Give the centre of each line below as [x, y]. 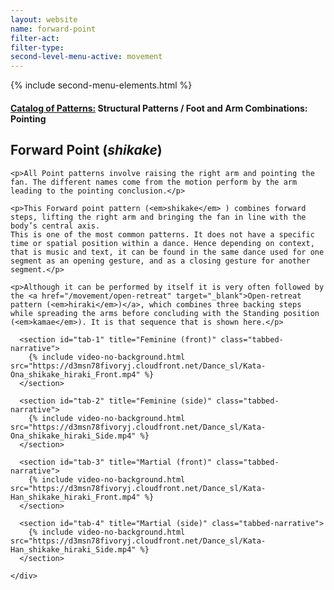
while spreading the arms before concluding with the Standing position [165, 313]
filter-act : [35, 38]
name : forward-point [53, 29]
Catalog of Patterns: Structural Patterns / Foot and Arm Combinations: [159, 108]
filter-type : [37, 47]
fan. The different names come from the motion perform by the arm [154, 182]
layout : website [44, 19]
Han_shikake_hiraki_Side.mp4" [73, 549]
